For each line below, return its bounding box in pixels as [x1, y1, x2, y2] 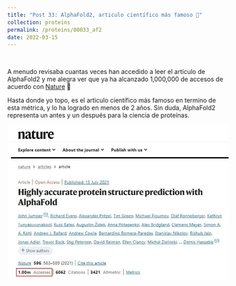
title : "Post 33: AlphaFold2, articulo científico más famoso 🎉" [7, 11, 202, 18]
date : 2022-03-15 [7, 34, 58, 41]
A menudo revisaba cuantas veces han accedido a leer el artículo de [7, 68, 206, 76]
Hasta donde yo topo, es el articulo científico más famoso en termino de [7, 96, 216, 105]
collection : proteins [7, 18, 71, 26]
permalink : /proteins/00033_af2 [7, 26, 102, 33]
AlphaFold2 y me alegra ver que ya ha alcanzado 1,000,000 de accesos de [7, 75, 223, 84]
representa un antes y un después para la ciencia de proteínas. [7, 111, 190, 120]
